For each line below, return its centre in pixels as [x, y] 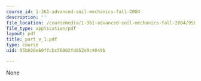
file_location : [25, 23]
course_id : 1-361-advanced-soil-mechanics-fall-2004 [73, 12]
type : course [22, 45]
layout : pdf [21, 34]
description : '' [26, 17]
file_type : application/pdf [41, 28]
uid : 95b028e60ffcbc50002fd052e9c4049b [56, 51]
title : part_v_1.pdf [32, 39]
